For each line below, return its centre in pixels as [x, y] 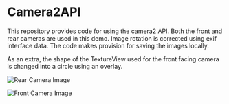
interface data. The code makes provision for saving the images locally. [108, 45]
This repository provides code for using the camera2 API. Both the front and [115, 31]
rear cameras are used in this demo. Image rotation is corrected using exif [112, 38]
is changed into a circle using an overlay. [65, 66]
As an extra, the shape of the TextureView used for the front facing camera [113, 59]
